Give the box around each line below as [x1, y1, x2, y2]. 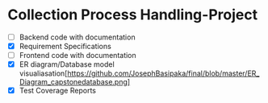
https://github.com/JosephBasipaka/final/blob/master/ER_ [67, 68, 260, 78]
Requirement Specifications [19, 42, 112, 51]
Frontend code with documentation [19, 51, 136, 60]
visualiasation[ [19, 68, 68, 78]
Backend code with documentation [19, 32, 136, 42]
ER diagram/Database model [19, 60, 115, 69]
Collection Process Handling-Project [7, 6, 258, 24]
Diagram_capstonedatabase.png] [19, 77, 131, 87]
